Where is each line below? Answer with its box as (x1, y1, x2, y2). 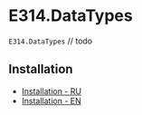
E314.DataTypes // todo (8, 35, 93, 46)
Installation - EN (21, 95, 82, 106)
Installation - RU (21, 85, 82, 96)
